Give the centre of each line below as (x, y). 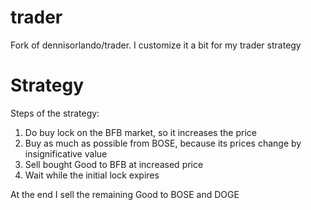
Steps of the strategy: (55, 113)
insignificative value (66, 153)
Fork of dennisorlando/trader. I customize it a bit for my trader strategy (156, 45)
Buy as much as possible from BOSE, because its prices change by (163, 143)
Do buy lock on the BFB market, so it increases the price (140, 132)
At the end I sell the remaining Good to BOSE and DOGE (125, 194)
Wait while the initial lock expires (92, 175)
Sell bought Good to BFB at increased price (114, 164)
